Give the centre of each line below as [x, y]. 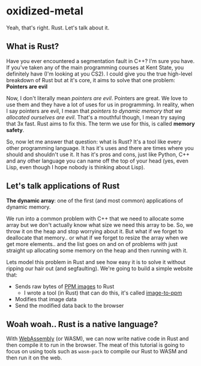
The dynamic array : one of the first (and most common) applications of [95, 200]
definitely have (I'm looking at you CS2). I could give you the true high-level [99, 74]
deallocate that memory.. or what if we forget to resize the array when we [97, 238]
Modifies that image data [46, 299]
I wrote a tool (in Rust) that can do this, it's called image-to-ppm [103, 293]
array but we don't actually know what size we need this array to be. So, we [100, 225]
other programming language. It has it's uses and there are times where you [100, 148]
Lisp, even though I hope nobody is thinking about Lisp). [76, 167]
